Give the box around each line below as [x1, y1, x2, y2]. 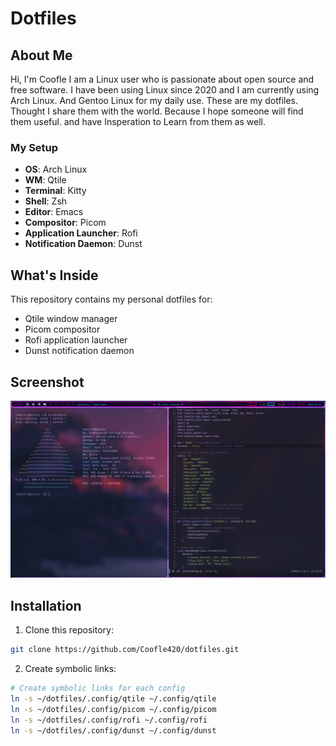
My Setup [10, 140, 59, 154]
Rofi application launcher [24, 334, 128, 346]
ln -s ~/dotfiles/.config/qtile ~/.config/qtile [10, 693, 217, 704]
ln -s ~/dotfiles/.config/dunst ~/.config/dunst [10, 725, 217, 736]
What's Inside [10, 267, 99, 284]
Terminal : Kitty [24, 185, 87, 197]
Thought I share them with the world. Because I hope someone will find [10, 105, 304, 117]
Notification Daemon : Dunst [24, 238, 143, 250]
